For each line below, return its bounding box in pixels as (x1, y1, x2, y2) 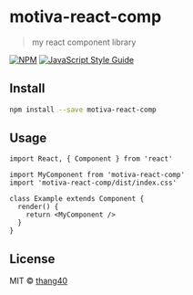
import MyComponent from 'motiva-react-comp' (9, 171, 185, 180)
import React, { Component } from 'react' (9, 154, 173, 163)
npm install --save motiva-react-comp (9, 105, 157, 114)
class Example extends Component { (9, 195, 145, 204)
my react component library (31, 37, 137, 47)
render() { (17, 203, 59, 212)
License (9, 251, 56, 267)
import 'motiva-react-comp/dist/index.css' (9, 178, 178, 188)
